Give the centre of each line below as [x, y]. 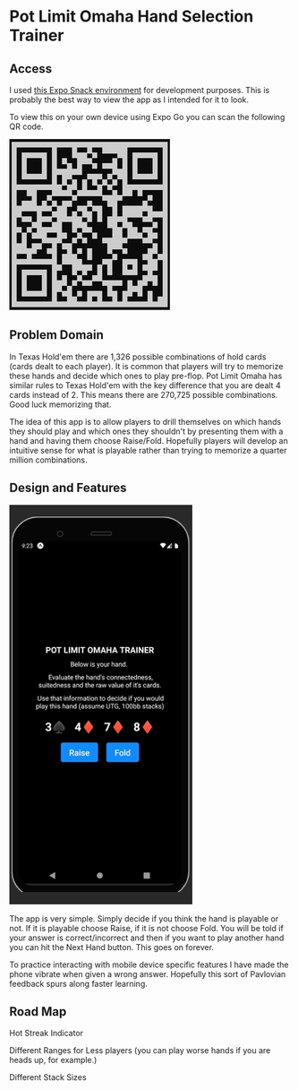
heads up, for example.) [53, 1060]
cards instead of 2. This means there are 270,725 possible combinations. [144, 394]
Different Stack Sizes [48, 1077]
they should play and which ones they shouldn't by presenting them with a [146, 431]
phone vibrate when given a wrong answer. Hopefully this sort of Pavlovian [148, 973]
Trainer [37, 35]
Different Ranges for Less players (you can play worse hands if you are [140, 1051]
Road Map [38, 1012]
